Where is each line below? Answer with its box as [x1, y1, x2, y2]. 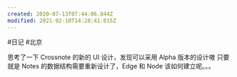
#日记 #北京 [7, 37, 43, 46]
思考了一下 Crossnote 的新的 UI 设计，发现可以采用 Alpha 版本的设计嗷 [7, 53, 216, 61]
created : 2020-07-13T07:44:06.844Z [7, 10, 114, 18]
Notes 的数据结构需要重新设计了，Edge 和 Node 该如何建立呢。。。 [21, 61, 216, 70]
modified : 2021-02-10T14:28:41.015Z [7, 17, 116, 24]
